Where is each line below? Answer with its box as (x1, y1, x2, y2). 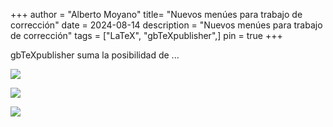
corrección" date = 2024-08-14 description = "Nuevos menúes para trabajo (10, 19, 323, 31)
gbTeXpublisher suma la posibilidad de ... (10, 49, 180, 61)
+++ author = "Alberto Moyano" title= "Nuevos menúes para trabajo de (10, 9, 303, 20)
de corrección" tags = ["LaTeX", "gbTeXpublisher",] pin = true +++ (10, 30, 283, 41)
